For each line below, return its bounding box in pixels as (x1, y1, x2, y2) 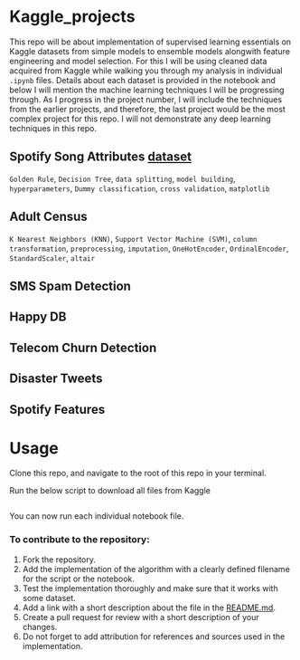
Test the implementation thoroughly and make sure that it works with (22, 582, 278, 594)
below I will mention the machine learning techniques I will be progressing (9, 84, 285, 95)
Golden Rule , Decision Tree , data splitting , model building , (9, 173, 237, 184)
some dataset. (22, 592, 77, 603)
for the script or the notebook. (22, 573, 136, 584)
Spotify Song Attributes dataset (9, 149, 192, 165)
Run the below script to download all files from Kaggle (9, 485, 211, 496)
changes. (22, 621, 58, 632)
